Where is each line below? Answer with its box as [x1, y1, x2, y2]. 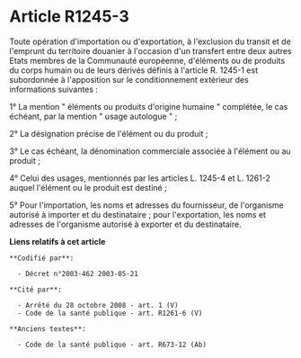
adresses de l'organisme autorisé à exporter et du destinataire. [9, 219, 242, 229]
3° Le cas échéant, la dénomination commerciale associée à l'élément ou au [9, 146, 291, 157]
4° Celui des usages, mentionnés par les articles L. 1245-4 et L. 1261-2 [9, 173, 271, 183]
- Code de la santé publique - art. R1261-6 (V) [17, 309, 203, 318]
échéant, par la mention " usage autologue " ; [9, 111, 178, 121]
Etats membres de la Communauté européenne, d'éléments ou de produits [9, 55, 286, 66]
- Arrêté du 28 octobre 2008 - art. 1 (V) [17, 300, 179, 309]
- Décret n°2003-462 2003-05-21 [17, 269, 139, 278]
